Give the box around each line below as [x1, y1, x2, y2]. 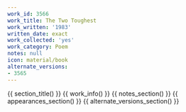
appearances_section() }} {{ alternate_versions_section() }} [7, 96, 180, 105]
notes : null [7, 50, 43, 57]
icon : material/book [7, 57, 69, 64]
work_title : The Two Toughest [7, 17, 97, 24]
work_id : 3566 [7, 10, 50, 18]
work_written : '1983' [7, 23, 72, 30]
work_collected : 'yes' [7, 37, 75, 44]
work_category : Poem [7, 43, 69, 50]
